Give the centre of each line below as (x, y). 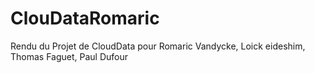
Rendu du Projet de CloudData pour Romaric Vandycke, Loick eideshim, (158, 46)
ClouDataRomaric (85, 18)
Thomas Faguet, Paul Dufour (69, 56)
